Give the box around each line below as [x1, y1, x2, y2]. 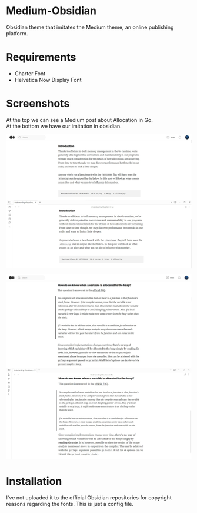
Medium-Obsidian [6, 4, 97, 18]
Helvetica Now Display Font [14, 76, 82, 83]
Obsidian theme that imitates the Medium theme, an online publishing [6, 24, 174, 31]
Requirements [6, 51, 76, 64]
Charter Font [14, 69, 46, 77]
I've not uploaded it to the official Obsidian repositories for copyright [6, 494, 172, 501]
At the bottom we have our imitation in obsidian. [6, 123, 122, 130]
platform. [6, 29, 28, 37]
